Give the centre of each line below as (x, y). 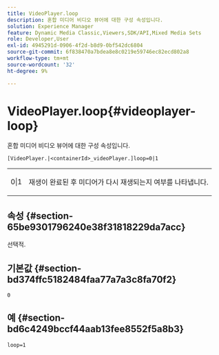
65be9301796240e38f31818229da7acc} (96, 227)
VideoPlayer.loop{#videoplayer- (102, 111)
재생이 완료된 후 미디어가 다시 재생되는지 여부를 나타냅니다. (118, 182)
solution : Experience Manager (51, 26)
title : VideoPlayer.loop (43, 13)
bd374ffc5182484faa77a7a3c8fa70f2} (92, 279)
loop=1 (17, 345)
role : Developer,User (38, 39)
